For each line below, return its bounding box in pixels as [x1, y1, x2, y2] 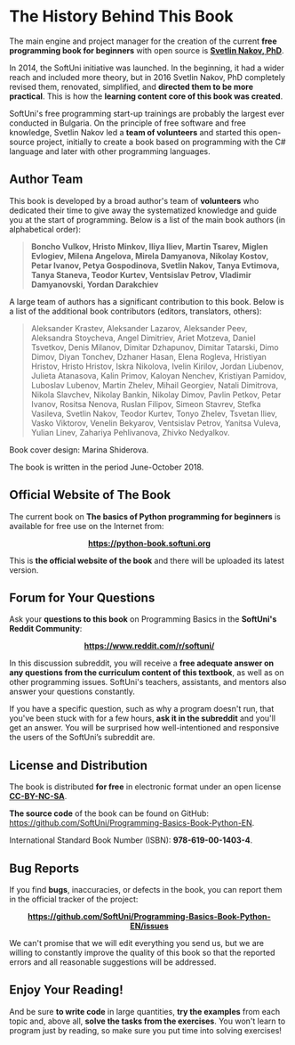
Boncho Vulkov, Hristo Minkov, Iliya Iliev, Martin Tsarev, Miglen [30, 241, 268, 251]
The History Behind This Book [9, 6, 234, 27]
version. [9, 564, 39, 576]
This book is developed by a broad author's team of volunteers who [9, 195, 259, 206]
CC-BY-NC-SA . [9, 791, 68, 802]
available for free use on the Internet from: [9, 520, 164, 531]
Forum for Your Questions [9, 590, 155, 605]
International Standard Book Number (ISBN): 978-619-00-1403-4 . [9, 835, 253, 845]
